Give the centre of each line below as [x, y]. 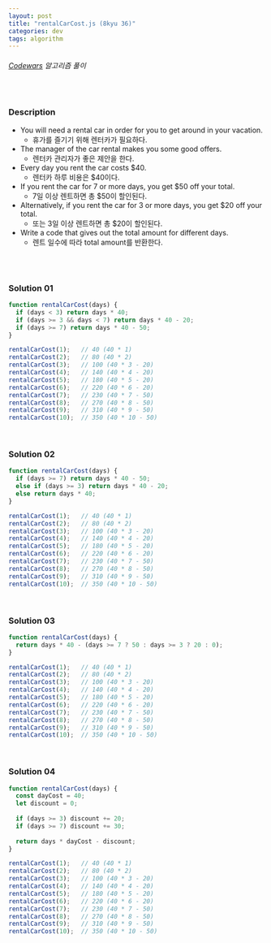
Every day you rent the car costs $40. [83, 167]
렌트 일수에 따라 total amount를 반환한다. [98, 242]
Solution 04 [32, 772]
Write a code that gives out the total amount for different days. [124, 232]
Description [32, 112]
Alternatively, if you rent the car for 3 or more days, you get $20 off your [141, 205]
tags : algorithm [36, 39]
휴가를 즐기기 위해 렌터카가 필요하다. [90, 140]
